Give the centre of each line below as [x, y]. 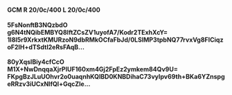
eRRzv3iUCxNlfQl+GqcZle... [49, 84]
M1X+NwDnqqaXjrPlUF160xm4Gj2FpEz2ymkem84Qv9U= [92, 69]
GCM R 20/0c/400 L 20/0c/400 [54, 10]
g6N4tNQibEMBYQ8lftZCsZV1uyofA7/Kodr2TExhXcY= [88, 33]
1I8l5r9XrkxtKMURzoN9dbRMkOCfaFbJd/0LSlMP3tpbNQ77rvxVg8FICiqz [115, 40]
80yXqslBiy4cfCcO [36, 62]
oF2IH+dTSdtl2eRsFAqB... [46, 47]
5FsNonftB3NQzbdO [37, 25]
